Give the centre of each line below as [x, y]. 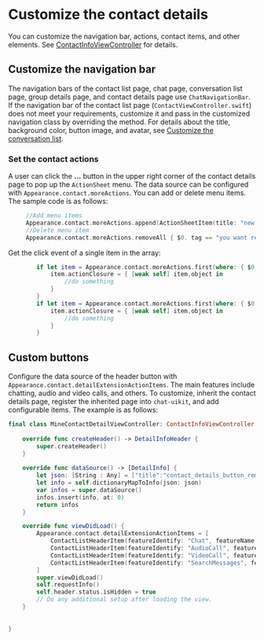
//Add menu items [54, 216]
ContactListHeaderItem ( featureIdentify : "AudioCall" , [140, 549]
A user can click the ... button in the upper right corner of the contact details [132, 176]
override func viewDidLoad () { [73, 526]
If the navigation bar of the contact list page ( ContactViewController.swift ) [130, 105]
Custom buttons [48, 357]
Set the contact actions [53, 159]
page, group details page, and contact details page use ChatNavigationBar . [130, 97]
